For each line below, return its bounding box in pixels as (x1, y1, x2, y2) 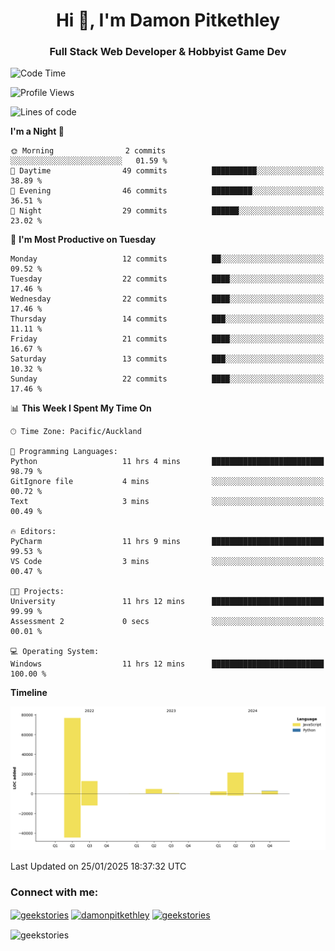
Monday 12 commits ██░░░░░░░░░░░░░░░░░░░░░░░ (10, 254, 325, 264)
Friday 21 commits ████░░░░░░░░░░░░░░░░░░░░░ (10, 334, 325, 344)
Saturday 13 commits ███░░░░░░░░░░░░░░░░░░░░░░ (10, 354, 325, 364)
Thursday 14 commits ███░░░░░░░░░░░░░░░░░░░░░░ (10, 314, 325, 324)
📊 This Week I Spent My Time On (10, 402, 152, 414)
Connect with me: (10, 885, 99, 899)
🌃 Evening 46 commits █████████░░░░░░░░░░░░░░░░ (10, 186, 325, 196)
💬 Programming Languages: (10, 447, 118, 457)
